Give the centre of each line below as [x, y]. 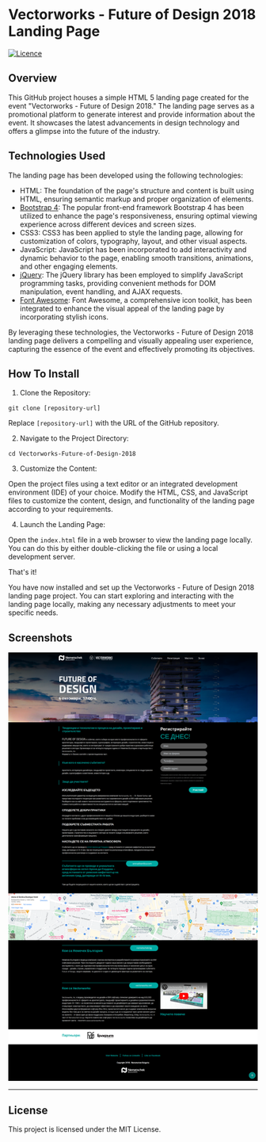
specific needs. [33, 613]
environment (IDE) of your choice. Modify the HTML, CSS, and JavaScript [128, 492]
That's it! [23, 572]
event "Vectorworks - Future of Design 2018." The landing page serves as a [131, 105]
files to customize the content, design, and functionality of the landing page [131, 501]
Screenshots [40, 638]
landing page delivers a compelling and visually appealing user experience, [131, 340]
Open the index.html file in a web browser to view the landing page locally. [131, 540]
